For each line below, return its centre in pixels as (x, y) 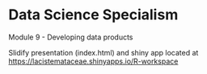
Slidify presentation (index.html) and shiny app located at (103, 52)
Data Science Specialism (93, 15)
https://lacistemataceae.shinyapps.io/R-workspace (93, 61)
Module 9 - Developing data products (71, 37)
